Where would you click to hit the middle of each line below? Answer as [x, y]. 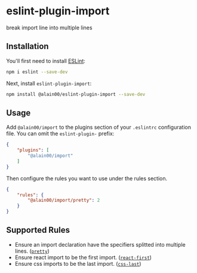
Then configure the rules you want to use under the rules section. [87, 178]
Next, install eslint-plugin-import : [49, 83]
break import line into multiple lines [49, 28]
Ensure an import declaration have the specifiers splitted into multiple [100, 244]
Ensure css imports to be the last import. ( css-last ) [78, 263]
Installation [27, 46]
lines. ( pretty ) [32, 251]
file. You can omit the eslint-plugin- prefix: [60, 134]
